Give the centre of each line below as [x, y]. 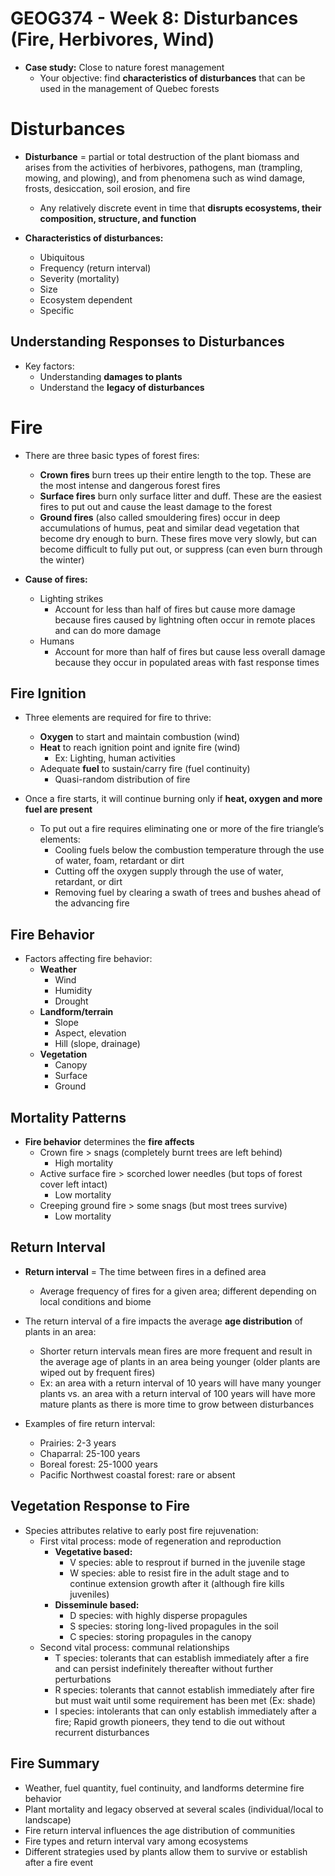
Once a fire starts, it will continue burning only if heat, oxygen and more [173, 799]
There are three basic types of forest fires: [112, 455]
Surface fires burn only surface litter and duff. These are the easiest [180, 496]
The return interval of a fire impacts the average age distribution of [163, 1321]
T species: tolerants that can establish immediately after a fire [182, 1658]
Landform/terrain [76, 1012]
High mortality [84, 1163]
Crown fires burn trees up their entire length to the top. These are [175, 474]
